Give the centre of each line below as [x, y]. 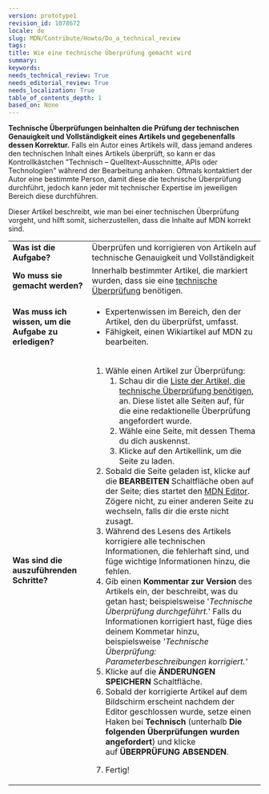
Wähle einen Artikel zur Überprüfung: [175, 371]
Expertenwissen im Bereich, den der [173, 312]
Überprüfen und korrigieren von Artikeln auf [174, 248]
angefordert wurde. [155, 421]
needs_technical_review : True [59, 75]
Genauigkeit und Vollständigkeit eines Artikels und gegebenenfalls [122, 136]
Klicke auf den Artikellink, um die [180, 452]
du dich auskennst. [155, 441]
